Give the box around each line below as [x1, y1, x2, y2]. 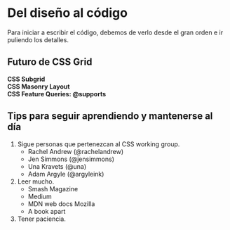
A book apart [27, 207, 66, 215]
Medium [27, 192, 52, 200]
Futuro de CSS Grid [7, 56, 93, 68]
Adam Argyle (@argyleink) [27, 170, 104, 178]
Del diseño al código [7, 5, 128, 21]
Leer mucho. [17, 177, 55, 186]
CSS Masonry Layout [7, 82, 70, 91]
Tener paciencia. [17, 215, 67, 223]
